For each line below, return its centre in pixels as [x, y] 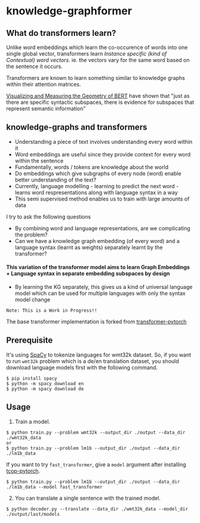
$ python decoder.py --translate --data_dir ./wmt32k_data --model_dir [97, 509]
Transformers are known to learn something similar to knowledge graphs [96, 78]
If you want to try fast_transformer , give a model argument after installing [96, 464]
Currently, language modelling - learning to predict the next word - [97, 186]
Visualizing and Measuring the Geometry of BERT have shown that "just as [98, 96]
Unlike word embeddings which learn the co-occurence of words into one [97, 47]
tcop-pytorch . [23, 470]
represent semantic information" [46, 108]
